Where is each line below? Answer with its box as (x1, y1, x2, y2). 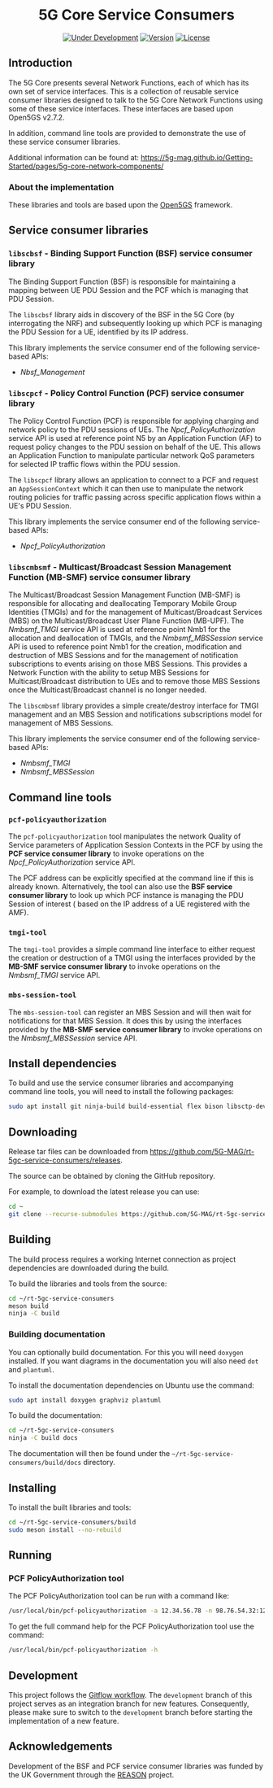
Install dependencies (8, 1057, 117, 1071)
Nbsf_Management (19, 367, 85, 377)
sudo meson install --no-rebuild (8, 1525, 122, 1534)
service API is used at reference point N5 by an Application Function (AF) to (8, 434, 262, 443)
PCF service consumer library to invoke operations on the (8, 848, 205, 859)
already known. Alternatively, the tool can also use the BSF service (8, 882, 233, 892)
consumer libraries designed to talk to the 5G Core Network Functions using (8, 95, 263, 105)
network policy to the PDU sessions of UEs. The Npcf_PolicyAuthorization (8, 425, 256, 434)
